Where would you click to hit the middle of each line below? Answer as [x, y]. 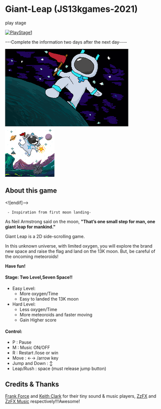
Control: [14, 331]
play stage [16, 23]
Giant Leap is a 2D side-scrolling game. [45, 236]
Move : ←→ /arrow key [35, 358]
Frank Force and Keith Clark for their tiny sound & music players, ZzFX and [81, 396]
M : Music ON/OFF [31, 348]
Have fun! [15, 266]
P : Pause [22, 342]
